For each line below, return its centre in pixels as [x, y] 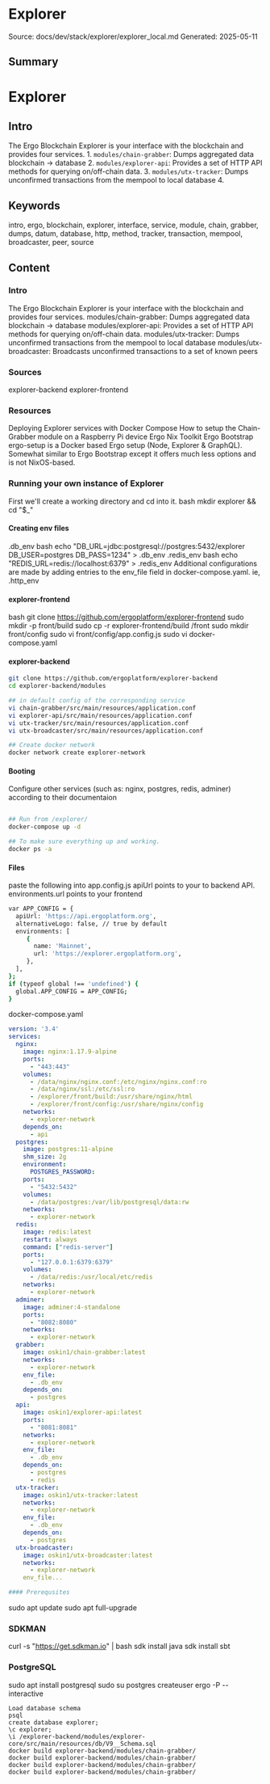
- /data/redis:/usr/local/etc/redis [91, 1277]
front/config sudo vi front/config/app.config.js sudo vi [98, 635]
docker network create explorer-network [77, 753]
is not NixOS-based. [42, 462]
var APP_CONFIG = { [41, 909]
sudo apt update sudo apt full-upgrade [73, 1608]
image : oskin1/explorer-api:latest [83, 1413]
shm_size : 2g [45, 1157]
